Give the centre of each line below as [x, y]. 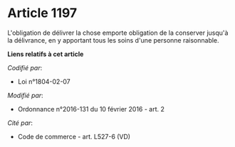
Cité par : [20, 123]
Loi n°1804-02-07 [44, 81]
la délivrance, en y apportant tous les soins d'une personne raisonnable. [113, 40]
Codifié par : [25, 67]
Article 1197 [42, 13]
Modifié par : [26, 95]
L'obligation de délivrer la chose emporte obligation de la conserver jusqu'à [118, 33]
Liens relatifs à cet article [46, 54]
